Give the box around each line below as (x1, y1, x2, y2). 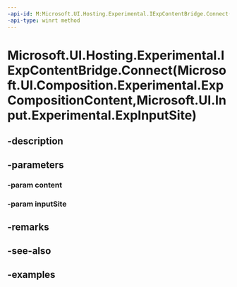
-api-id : (7, 10, 33, 18)
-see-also (7, 245, 51, 257)
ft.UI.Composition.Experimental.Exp (7, 77, 224, 93)
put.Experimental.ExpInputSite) (7, 107, 197, 123)
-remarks (7, 221, 49, 233)
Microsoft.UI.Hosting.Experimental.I (7, 47, 225, 63)
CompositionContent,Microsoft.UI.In (7, 92, 227, 108)
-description (7, 135, 63, 147)
